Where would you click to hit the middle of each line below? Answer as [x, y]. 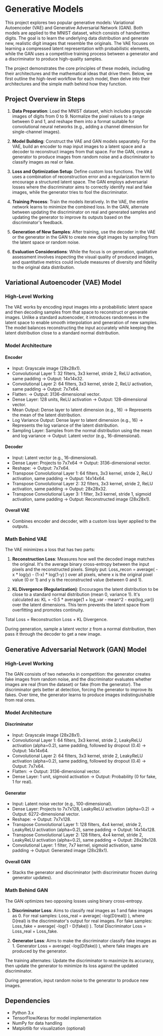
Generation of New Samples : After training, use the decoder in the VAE [84, 232]
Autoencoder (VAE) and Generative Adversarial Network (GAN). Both [74, 27]
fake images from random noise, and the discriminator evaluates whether [78, 679]
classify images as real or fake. [43, 162]
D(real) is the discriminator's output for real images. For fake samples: [82, 921]
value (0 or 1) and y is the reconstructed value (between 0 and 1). [77, 580]
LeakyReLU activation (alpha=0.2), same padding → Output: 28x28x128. [84, 840]
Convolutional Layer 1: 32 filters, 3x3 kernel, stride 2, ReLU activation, [82, 373]
